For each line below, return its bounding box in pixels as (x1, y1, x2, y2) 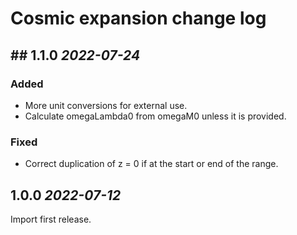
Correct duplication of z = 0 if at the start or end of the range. (24, 158, 279, 170)
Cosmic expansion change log (10, 7, 267, 30)
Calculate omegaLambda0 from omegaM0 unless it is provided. (24, 110, 287, 122)
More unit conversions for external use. (24, 99, 188, 111)
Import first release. (10, 213, 92, 225)
